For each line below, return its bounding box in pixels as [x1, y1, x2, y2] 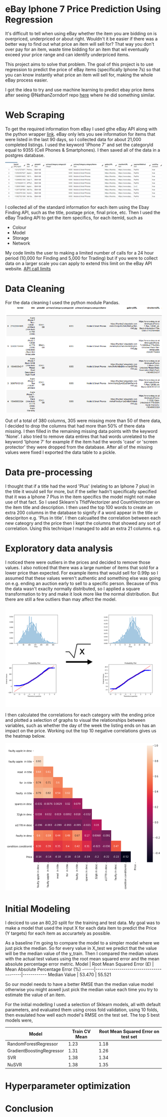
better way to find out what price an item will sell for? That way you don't [5, 41, 155, 47]
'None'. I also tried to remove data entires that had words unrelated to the [5, 433, 155, 439]
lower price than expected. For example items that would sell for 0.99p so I [5, 570, 158, 576]
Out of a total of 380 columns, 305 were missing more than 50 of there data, [5, 418, 162, 424]
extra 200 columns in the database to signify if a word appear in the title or [5, 510, 158, 516]
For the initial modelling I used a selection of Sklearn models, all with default [5, 1002, 161, 1008]
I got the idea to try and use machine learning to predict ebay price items [5, 86, 155, 92]
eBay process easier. [5, 77, 48, 83]
